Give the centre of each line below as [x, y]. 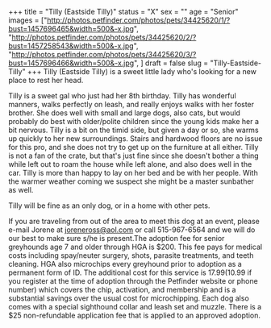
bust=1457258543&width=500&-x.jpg [71, 46]
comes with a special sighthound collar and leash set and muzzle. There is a [135, 307]
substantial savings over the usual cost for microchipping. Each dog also [129, 298]
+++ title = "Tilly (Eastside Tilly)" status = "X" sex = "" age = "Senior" [124, 12]
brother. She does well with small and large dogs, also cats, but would [124, 113]
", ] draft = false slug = [171, 63]
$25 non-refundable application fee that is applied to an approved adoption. [134, 315]
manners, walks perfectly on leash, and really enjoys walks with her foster [131, 104]
